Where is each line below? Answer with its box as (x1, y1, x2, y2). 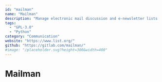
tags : (5, 20, 16, 26)
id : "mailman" (5, 7, 34, 12)
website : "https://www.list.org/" (5, 39, 75, 43)
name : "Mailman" (5, 12, 38, 16)
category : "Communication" (5, 34, 60, 39)
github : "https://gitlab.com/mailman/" (5, 43, 86, 48)
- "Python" (9, 29, 32, 34)
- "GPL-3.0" (9, 25, 34, 30)
